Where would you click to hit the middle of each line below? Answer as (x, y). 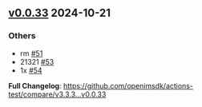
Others (22, 36)
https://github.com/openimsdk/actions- (128, 85)
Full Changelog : (35, 85)
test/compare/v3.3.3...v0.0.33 (57, 94)
